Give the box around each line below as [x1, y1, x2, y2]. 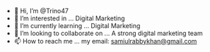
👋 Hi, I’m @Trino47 [13, 7, 69, 15]
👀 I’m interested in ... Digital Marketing [13, 14, 125, 22]
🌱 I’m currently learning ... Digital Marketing [13, 22, 141, 30]
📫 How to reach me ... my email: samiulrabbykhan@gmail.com [13, 37, 197, 45]
